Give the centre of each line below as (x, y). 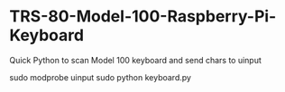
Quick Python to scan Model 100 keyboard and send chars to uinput (135, 60)
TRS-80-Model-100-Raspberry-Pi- (143, 17)
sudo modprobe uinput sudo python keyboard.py (101, 77)
